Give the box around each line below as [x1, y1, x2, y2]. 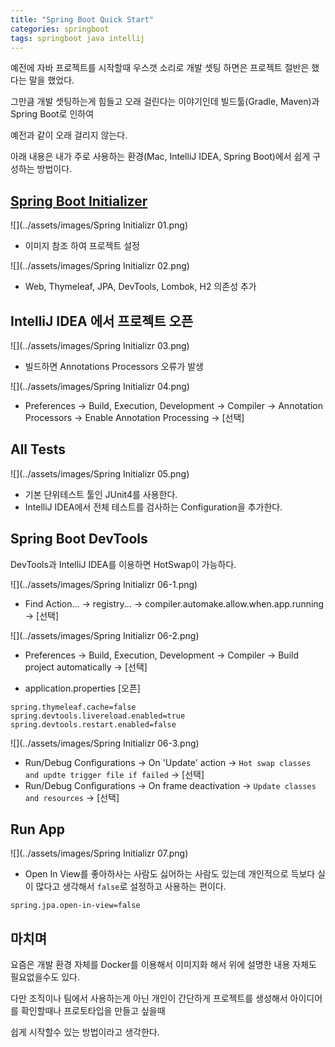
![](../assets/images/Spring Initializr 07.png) [10, 847, 189, 860]
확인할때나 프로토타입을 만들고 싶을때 [20, 1005, 166, 1017]
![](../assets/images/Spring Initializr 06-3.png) [10, 737, 200, 749]
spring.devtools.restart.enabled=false [10, 719, 177, 730]
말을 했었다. [28, 74, 75, 86]
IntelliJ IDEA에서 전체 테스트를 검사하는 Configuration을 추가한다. [24, 501, 283, 513]
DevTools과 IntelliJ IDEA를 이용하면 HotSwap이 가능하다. [10, 558, 237, 570]
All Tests [10, 441, 66, 458]
